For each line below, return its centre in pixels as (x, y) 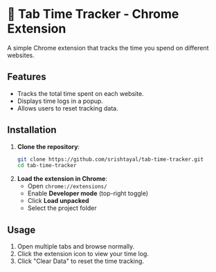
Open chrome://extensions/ (67, 186)
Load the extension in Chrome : (62, 179)
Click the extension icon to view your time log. (83, 254)
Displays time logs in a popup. (60, 101)
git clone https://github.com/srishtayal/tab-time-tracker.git (110, 159)
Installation (32, 130)
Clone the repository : (48, 146)
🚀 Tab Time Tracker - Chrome (93, 14)
